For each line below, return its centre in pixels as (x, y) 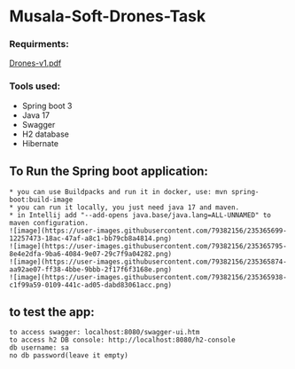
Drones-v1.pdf (35, 63)
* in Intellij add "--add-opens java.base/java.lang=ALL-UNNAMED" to (140, 215)
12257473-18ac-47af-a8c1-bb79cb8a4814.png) (91, 238)
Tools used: (35, 86)
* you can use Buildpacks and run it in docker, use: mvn (118, 192)
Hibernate (40, 143)
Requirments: (39, 44)
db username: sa (39, 348)
